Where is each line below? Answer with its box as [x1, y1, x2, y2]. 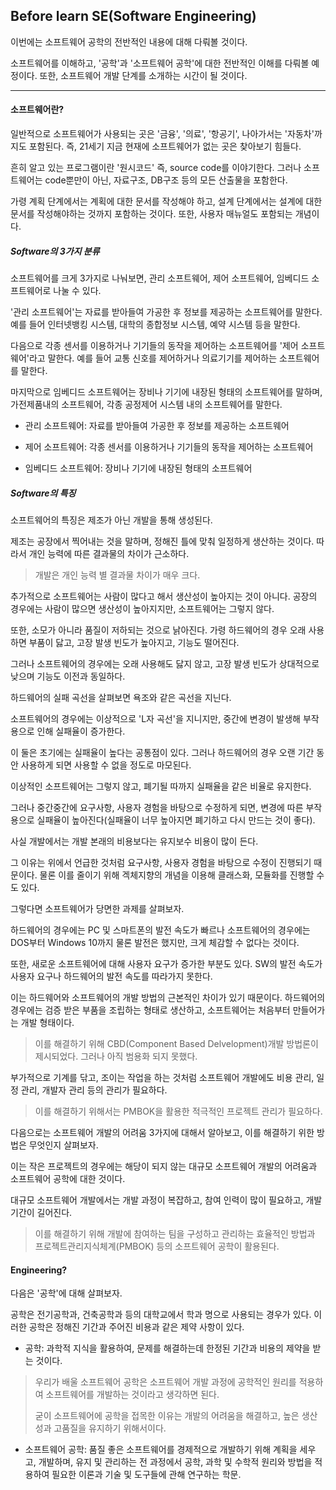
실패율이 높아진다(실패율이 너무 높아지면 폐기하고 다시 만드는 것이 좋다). [36, 814, 316, 826]
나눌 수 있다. [53, 284, 102, 296]
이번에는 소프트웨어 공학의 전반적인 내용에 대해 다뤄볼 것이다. [10, 35, 248, 48]
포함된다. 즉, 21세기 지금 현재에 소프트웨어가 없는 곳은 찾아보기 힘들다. [28, 140, 302, 153]
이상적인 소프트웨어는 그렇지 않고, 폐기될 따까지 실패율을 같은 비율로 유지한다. [10, 780, 312, 792]
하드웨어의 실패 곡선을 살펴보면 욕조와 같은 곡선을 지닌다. [10, 691, 232, 703]
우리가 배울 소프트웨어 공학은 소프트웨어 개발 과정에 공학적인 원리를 [34, 1376, 297, 1388]
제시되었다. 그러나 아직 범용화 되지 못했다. [34, 1050, 198, 1062]
